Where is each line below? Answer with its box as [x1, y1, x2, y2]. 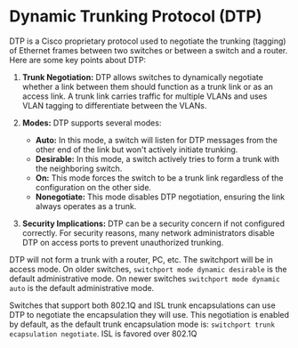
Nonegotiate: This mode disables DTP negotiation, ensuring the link [35, 191, 286, 202]
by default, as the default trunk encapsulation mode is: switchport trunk [9, 319, 276, 329]
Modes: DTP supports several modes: [21, 117, 162, 128]
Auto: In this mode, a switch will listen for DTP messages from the [35, 134, 278, 145]
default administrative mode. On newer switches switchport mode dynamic [9, 273, 280, 284]
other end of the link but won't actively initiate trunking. [35, 144, 238, 155]
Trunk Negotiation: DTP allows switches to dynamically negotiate [21, 71, 264, 82]
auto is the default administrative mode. [9, 282, 155, 293]
